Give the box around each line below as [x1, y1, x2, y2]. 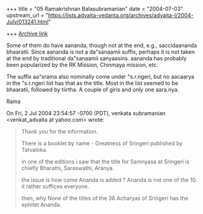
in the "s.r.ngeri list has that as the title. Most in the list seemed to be [6, 79, 179, 87]
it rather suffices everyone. [21, 183, 90, 190]
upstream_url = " [6, 12, 49, 19]
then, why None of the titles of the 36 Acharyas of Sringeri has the [21, 194, 189, 202]
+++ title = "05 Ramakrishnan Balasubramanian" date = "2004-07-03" [6, 5, 183, 12]
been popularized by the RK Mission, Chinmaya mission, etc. [6, 61, 158, 68]
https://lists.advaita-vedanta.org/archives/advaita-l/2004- [48, 12, 194, 19]
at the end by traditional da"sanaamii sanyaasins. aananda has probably [6, 55, 187, 62]
